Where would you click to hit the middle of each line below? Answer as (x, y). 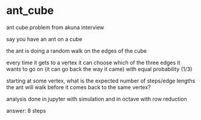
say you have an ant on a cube (44, 39)
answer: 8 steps (26, 110)
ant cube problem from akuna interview (55, 27)
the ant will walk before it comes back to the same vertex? (78, 87)
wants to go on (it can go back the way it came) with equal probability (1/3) (99, 69)
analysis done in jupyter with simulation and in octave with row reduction (97, 99)
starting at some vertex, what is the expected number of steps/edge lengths (101, 81)
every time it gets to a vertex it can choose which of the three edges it (93, 62)
